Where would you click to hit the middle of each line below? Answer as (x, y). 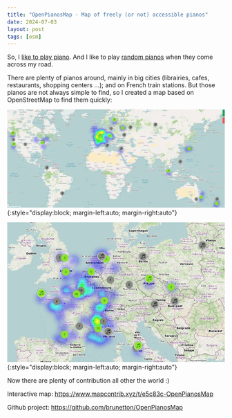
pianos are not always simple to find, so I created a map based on (101, 93)
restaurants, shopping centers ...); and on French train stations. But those (111, 85)
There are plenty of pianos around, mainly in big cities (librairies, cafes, (108, 78)
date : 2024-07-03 (32, 22)
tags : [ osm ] (24, 37)
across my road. (30, 64)
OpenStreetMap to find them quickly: (60, 100)
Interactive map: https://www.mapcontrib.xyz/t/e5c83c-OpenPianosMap (110, 394)
